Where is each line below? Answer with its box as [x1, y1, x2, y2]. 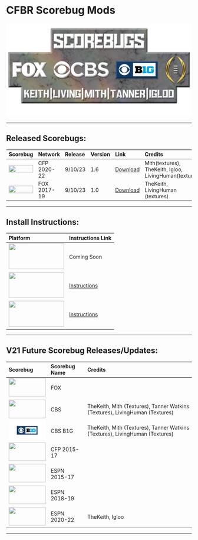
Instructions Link [69, 234, 112, 241]
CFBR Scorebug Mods [6, 4, 116, 17]
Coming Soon [69, 253, 102, 260]
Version [90, 151, 110, 158]
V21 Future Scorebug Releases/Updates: [6, 346, 158, 356]
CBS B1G [51, 427, 74, 434]
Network [38, 151, 60, 158]
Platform [8, 234, 31, 241]
